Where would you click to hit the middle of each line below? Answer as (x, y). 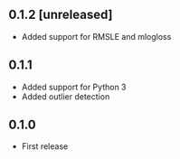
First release (45, 146)
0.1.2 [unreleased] (61, 15)
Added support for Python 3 (74, 87)
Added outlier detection (66, 96)
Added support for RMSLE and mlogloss (96, 36)
